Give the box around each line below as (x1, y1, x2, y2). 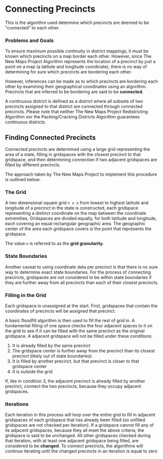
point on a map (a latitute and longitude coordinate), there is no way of (5, 64, 147, 69)
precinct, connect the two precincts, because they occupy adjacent (5, 383, 141, 389)
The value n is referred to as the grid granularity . (5, 241, 104, 247)
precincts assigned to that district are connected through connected (5, 104, 143, 110)
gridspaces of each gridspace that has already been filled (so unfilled (5, 417, 145, 423)
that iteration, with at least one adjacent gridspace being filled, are (5, 438, 139, 444)
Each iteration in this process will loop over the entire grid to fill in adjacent (5, 412, 156, 418)
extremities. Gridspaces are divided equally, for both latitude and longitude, (5, 215, 157, 221)
